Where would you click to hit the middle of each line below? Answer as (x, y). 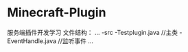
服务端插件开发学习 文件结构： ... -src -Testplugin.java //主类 (93, 32)
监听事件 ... (78, 41)
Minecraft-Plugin (57, 13)
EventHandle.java (32, 41)
